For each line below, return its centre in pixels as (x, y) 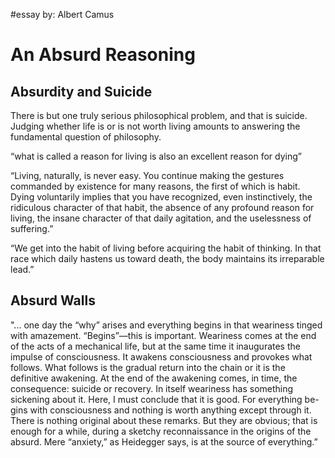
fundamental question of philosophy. (86, 137)
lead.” (22, 269)
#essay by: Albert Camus (62, 14)
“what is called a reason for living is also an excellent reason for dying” (156, 156)
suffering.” (32, 228)
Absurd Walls (53, 300)
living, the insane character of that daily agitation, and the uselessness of (161, 218)
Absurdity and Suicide (81, 91)
